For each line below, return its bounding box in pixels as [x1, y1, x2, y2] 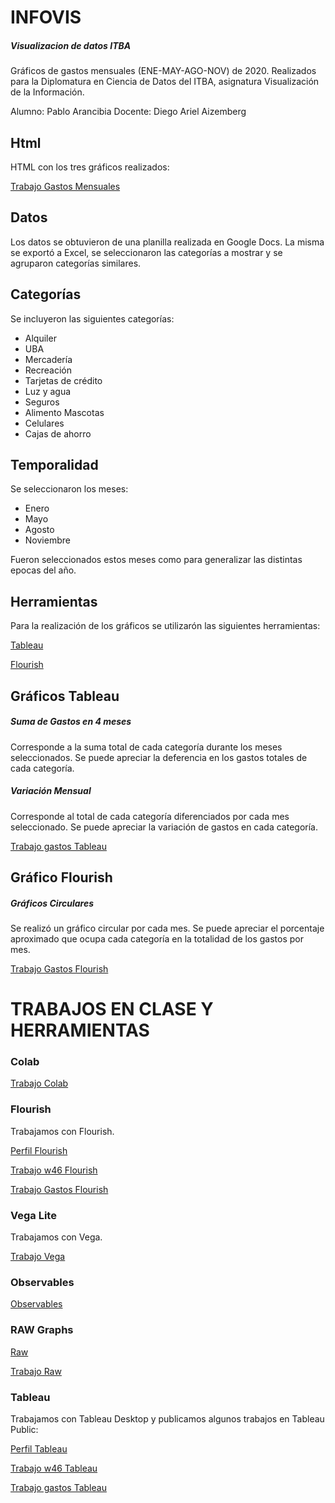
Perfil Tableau [10, 1442, 68, 1455]
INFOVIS [10, 6, 82, 29]
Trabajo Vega [10, 1250, 66, 1262]
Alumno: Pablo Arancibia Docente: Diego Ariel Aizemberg [10, 106, 247, 118]
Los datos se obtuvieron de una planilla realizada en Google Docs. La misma [10, 236, 325, 248]
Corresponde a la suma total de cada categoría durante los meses [10, 741, 283, 753]
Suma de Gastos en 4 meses [10, 716, 132, 728]
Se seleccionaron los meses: [10, 483, 129, 495]
